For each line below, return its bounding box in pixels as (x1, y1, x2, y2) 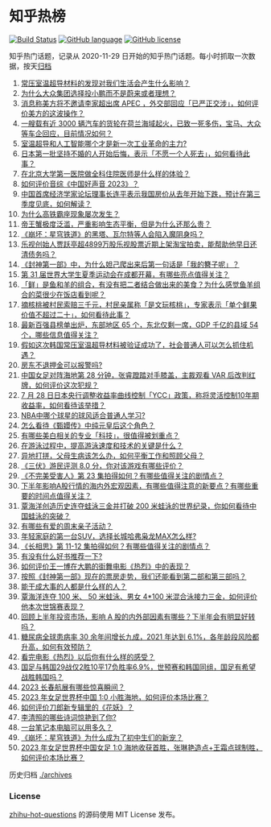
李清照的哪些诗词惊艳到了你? (20, 712, 117, 722)
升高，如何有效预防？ (20, 642, 92, 651)
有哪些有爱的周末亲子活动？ (20, 521, 113, 531)
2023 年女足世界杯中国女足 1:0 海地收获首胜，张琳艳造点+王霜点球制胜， (20, 742, 263, 752)
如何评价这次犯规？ (35, 380, 99, 390)
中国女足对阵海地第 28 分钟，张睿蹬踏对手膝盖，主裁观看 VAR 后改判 (20, 370, 249, 379)
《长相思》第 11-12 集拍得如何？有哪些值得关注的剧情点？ (20, 541, 211, 551)
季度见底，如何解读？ (20, 199, 92, 209)
